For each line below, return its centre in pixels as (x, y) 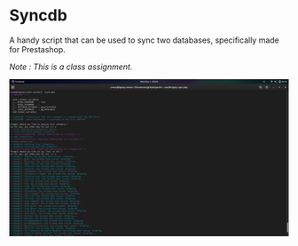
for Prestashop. (38, 49)
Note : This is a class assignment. (71, 67)
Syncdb (39, 16)
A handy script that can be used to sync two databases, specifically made (144, 40)
